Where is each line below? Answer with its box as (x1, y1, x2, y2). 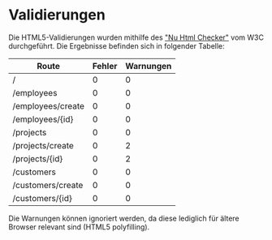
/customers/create (12, 179, 84, 191)
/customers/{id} (12, 192, 73, 204)
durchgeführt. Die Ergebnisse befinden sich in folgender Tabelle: (8, 41, 225, 50)
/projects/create (12, 139, 75, 151)
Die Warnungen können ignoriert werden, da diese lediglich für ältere (8, 213, 240, 223)
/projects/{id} (12, 152, 63, 164)
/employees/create (12, 100, 85, 111)
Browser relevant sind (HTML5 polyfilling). (8, 221, 150, 232)
